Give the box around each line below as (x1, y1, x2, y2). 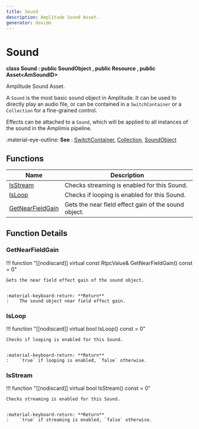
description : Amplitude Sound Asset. (6, 14, 99, 20)
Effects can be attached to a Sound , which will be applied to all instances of (6, 118, 188, 125)
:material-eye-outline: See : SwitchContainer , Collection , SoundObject (6, 136, 176, 143)
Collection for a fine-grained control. (6, 107, 98, 114)
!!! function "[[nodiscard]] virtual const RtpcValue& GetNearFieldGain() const (6, 259, 193, 266)
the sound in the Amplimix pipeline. (6, 125, 92, 132)
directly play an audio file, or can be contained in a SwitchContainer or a (6, 100, 182, 108)
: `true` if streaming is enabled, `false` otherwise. (6, 417, 152, 423)
